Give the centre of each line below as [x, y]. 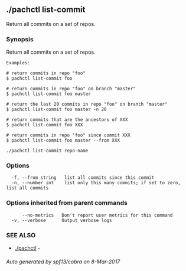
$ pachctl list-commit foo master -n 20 [57, 110]
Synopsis [20, 39]
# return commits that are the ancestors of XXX [67, 120]
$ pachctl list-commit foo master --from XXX [63, 141]
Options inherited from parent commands [67, 203]
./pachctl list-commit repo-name [47, 151]
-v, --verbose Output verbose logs [62, 220]
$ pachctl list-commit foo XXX [45, 125]
